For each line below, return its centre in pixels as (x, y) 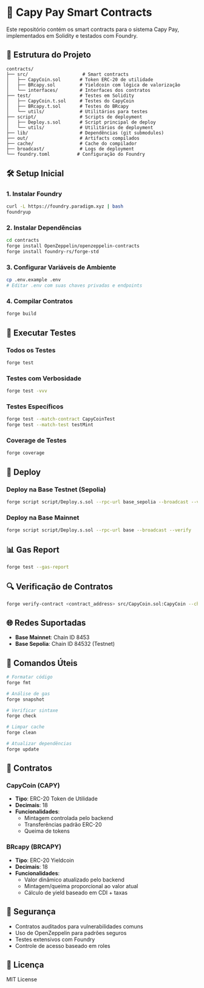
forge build (21, 314)
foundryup (19, 212)
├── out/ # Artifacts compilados (73, 138)
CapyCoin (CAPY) (33, 786)
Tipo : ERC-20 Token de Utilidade (56, 799)
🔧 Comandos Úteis (42, 663)
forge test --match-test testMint (50, 425)
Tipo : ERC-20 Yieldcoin (44, 860)
